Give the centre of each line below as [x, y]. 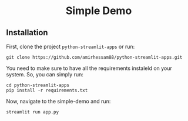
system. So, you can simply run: [45, 74]
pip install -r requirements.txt [47, 90]
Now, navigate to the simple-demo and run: [58, 101]
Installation [27, 33]
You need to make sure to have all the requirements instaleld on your [89, 68]
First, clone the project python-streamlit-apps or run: [70, 46]
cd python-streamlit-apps [38, 85]
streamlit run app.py [33, 112]
